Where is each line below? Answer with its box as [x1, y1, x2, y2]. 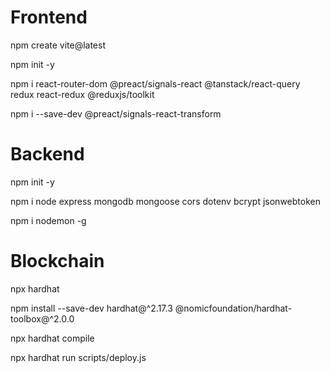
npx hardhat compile [10, 332, 95, 344]
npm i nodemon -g [10, 214, 87, 226]
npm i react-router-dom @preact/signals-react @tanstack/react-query [10, 77, 301, 90]
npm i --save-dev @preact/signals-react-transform [10, 107, 222, 120]
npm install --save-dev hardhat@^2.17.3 [10, 302, 173, 314]
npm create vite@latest [10, 39, 106, 51]
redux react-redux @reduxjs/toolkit [10, 88, 155, 100]
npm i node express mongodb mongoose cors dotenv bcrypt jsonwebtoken [10, 195, 321, 207]
